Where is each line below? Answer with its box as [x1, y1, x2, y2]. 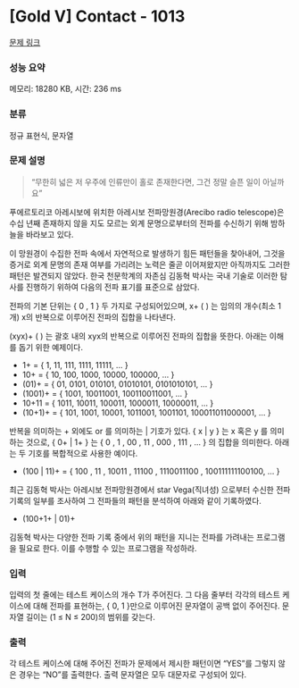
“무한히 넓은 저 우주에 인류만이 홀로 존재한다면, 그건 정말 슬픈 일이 [30, 176, 262, 187]
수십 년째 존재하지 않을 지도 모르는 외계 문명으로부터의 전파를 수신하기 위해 [9, 217, 270, 229]
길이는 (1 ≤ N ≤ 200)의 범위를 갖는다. [25, 612, 156, 623]
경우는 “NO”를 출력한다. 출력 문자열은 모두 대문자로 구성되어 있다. [18, 669, 247, 680]
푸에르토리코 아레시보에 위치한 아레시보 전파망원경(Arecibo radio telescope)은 [9, 206, 285, 217]
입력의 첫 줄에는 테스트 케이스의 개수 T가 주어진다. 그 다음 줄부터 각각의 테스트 [9, 590, 281, 600]
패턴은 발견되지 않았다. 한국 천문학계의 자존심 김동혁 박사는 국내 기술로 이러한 [9, 270, 278, 281]
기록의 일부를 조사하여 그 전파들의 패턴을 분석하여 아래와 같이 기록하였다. [9, 495, 262, 506]
